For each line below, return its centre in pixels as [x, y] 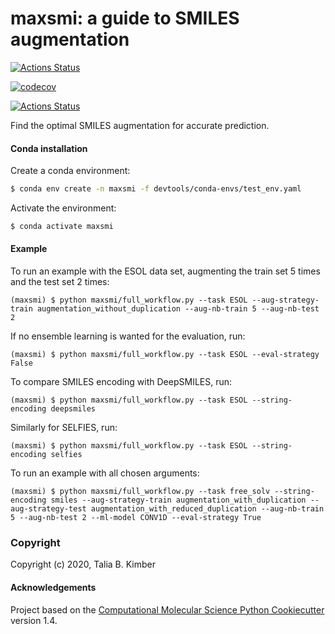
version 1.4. [34, 620]
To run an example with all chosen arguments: [105, 473]
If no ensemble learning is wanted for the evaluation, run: [128, 336]
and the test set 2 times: [60, 282]
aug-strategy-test [48, 509]
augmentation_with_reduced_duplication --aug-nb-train [207, 509]
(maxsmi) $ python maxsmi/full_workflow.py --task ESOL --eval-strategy [165, 355]
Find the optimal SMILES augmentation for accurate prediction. [140, 125]
